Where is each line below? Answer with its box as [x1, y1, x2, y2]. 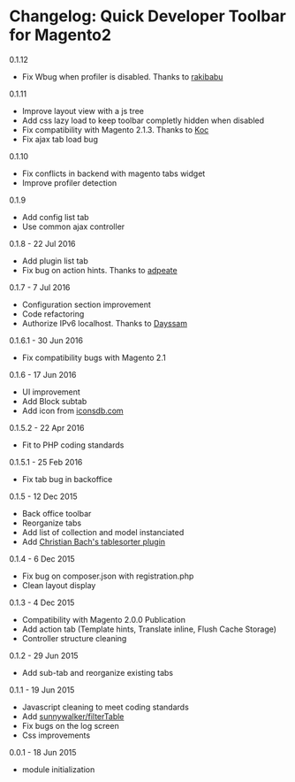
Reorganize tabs [21, 517, 82, 528]
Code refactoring [21, 308, 85, 319]
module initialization [21, 763, 95, 775]
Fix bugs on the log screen [21, 720, 119, 731]
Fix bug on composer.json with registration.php [21, 571, 194, 581]
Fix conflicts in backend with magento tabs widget [21, 168, 206, 179]
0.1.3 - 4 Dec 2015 [9, 597, 75, 608]
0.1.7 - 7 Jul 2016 [9, 281, 71, 293]
